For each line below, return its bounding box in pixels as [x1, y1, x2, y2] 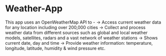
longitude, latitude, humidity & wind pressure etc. [5, 45, 106, 51]
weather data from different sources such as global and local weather [5, 29, 148, 35]
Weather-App [5, 3, 63, 14]
